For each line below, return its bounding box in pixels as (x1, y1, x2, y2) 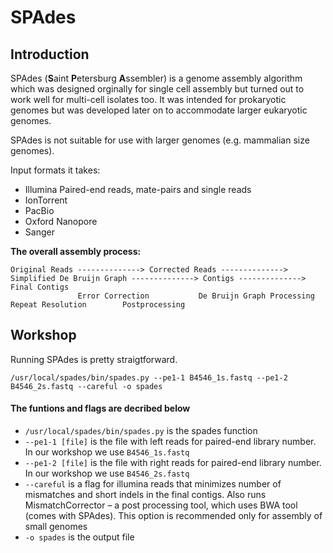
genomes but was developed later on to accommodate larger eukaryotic (10, 104, 308, 116)
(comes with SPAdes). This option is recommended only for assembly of (24, 510, 323, 522)
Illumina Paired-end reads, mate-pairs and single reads (24, 184, 252, 195)
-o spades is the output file (24, 531, 135, 543)
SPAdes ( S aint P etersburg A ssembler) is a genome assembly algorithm (10, 72, 303, 84)
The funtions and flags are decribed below (10, 402, 191, 415)
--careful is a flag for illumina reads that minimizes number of (24, 478, 282, 490)
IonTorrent (24, 194, 68, 206)
